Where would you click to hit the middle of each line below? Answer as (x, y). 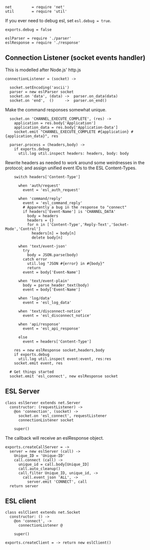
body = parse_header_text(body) (56, 285)
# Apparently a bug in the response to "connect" (75, 207)
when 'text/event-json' (43, 246)
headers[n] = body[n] (54, 233)
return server (24, 486)
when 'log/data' (35, 298)
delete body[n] (47, 238)
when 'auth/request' (39, 186)
